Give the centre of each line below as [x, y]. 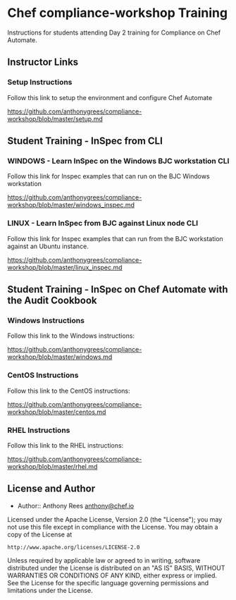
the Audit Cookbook [52, 300]
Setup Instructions [40, 82]
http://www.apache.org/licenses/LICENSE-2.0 [74, 547]
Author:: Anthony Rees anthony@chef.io [76, 506]
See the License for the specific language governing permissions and [108, 582]
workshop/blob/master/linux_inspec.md [65, 267]
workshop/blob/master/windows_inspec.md [71, 205]
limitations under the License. [50, 590]
